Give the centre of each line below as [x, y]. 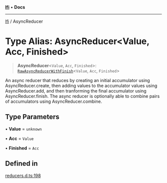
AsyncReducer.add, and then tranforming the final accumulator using [76, 91]
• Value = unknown [24, 129]
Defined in [22, 163]
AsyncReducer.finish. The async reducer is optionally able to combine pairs [83, 96]
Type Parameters [32, 117]
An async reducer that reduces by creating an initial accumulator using [78, 80]
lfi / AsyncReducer [24, 21]
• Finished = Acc [22, 148]
